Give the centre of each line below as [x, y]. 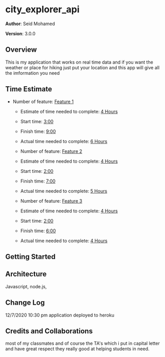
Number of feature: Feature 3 [51, 201]
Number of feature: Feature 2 [51, 151]
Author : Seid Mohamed [30, 24]
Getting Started [30, 257]
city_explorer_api [43, 9]
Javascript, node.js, [26, 286]
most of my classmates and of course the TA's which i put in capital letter [82, 343]
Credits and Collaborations [49, 331]
